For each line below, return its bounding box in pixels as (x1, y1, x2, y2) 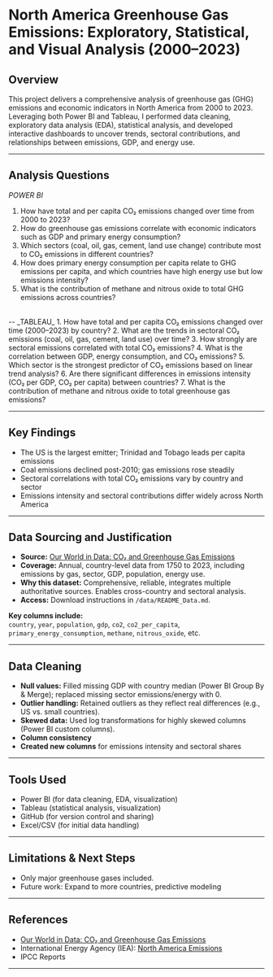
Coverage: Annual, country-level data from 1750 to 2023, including (19, 560, 245, 570)
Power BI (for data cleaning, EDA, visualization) (19, 795, 179, 805)
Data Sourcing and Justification (8, 530, 172, 544)
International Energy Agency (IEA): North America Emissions (19, 943, 223, 953)
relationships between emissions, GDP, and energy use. (8, 137, 195, 147)
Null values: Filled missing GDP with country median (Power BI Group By (19, 681, 265, 691)
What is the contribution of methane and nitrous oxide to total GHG (19, 283, 244, 294)
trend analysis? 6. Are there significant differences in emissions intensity (8, 369, 251, 378)
